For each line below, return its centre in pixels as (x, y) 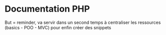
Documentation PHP (47, 9)
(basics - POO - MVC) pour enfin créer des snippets (58, 27)
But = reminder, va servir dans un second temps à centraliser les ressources (83, 22)
